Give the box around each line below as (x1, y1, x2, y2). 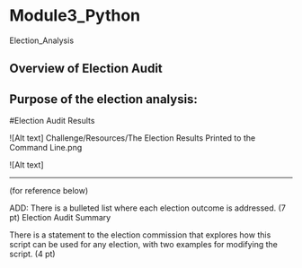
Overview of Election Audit (9, 61, 164, 76)
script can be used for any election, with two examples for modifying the (9, 239, 279, 250)
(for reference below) (9, 186, 89, 196)
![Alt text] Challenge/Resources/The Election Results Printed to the (9, 133, 256, 143)
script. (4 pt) (9, 248, 56, 260)
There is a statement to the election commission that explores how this (9, 229, 271, 240)
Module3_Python (9, 5, 141, 26)
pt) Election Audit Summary (9, 212, 111, 223)
